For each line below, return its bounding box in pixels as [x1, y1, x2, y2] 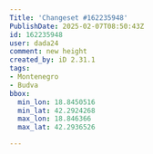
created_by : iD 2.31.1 [9, 55, 96, 64]
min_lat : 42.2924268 [17, 106, 96, 115]
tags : [9, 64, 30, 73]
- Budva [9, 81, 39, 90]
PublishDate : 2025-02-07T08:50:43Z [9, 22, 145, 31]
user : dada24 [9, 38, 59, 48]
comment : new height [9, 47, 88, 56]
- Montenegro [9, 72, 59, 82]
